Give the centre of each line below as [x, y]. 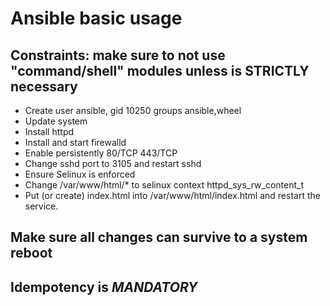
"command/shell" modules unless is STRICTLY [160, 70]
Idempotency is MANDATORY [104, 287]
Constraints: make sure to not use [118, 55]
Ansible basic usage [96, 18]
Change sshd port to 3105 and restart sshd [113, 163]
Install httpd [49, 131]
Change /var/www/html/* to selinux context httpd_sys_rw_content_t [164, 185]
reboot [31, 253]
